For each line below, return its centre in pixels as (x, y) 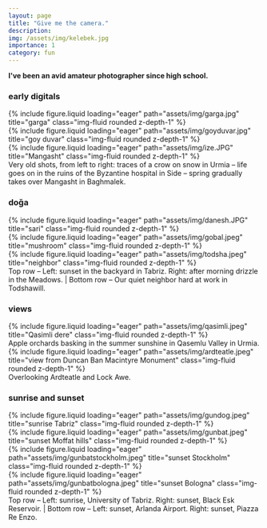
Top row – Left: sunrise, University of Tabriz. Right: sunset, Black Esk (122, 500)
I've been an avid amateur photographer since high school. (108, 76)
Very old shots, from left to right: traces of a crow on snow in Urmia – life (128, 165)
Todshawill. (27, 288)
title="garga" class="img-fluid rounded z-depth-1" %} (97, 122)
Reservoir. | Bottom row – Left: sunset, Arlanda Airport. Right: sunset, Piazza (133, 509)
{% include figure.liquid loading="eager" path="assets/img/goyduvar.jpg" (130, 131)
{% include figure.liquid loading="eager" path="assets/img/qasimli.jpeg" (128, 326)
